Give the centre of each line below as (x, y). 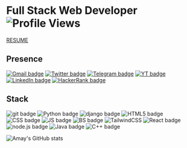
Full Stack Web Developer (72, 11)
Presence (25, 59)
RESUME (17, 40)
